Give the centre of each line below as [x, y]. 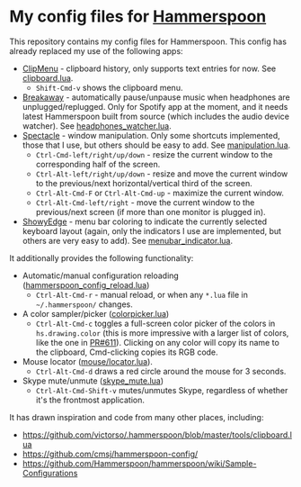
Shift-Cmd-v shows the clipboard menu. [109, 87]
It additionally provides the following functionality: [102, 257]
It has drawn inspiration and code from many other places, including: [137, 417]
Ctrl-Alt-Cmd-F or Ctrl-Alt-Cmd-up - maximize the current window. [160, 193]
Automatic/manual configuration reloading [101, 275]
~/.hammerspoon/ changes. [84, 304]
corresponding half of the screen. [98, 164]
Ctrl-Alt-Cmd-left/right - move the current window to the [145, 202]
